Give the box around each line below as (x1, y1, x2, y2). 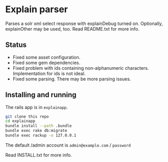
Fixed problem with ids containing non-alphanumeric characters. (12, 65, 149, 71)
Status (5, 41, 27, 49)
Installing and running (5, 91, 77, 99)
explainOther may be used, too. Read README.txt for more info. (5, 25, 139, 32)
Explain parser (5, 4, 68, 15)
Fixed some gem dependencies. (12, 60, 81, 66)
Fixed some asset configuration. (12, 54, 81, 60)
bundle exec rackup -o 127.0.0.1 (5, 133, 77, 138)
